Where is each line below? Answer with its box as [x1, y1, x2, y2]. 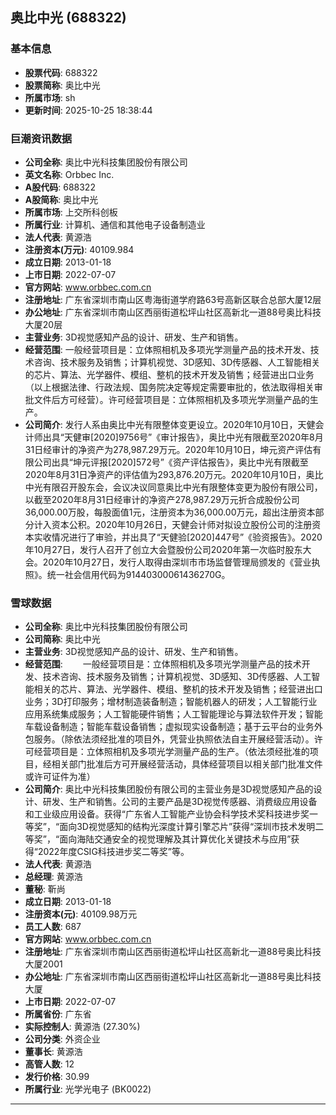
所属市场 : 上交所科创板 [24, 206, 118, 218]
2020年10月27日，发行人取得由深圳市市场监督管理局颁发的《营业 [42, 556, 312, 568]
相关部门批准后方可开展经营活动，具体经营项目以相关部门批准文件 [51, 758, 323, 770]
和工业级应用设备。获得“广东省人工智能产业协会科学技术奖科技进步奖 [24, 808, 310, 820]
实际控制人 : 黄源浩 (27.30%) [24, 1021, 141, 1033]
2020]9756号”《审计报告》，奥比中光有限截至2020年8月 [93, 431, 324, 443]
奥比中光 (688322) [10, 9, 127, 27]
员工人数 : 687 [24, 921, 82, 933]
